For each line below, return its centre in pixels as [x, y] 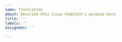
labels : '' [16, 23]
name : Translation [24, 10]
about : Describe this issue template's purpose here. [61, 14]
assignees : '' [20, 28]
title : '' [15, 19]
